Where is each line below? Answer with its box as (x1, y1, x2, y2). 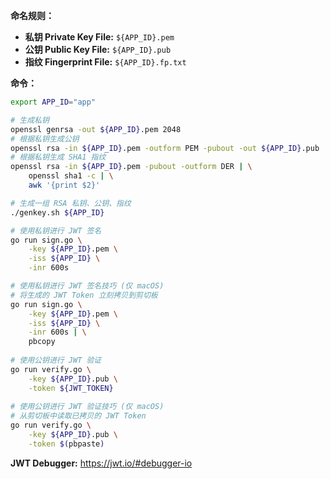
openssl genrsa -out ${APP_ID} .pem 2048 (10, 124, 182, 134)
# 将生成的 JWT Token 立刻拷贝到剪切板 (10, 290, 158, 300)
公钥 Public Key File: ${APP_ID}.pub (24, 44, 172, 55)
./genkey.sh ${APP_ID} (10, 207, 105, 218)
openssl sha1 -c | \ (28, 171, 114, 181)
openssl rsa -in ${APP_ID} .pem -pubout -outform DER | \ (10, 162, 253, 172)
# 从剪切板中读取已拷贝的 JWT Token (10, 411, 147, 421)
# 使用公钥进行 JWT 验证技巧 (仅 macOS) (10, 402, 165, 412)
